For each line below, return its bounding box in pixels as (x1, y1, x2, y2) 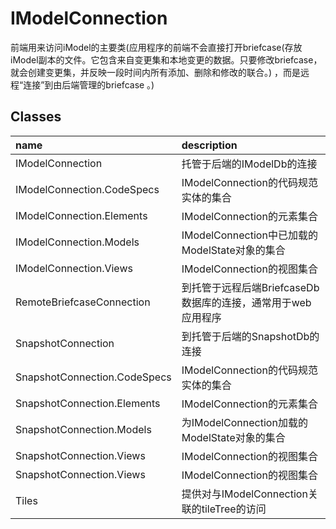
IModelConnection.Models (15, 235, 140, 249)
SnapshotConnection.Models (15, 422, 152, 436)
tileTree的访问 (201, 502, 267, 516)
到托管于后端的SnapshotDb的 (181, 329, 320, 343)
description (181, 138, 238, 152)
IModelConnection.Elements (15, 208, 148, 222)
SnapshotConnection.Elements (15, 396, 161, 410)
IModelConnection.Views (15, 261, 133, 275)
